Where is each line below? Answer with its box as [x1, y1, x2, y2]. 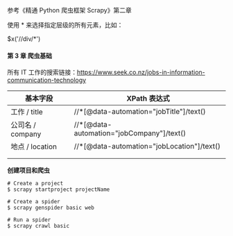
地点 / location [10, 142, 58, 151]
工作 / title [10, 107, 43, 117]
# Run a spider [7, 217, 51, 224]
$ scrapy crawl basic [7, 223, 70, 230]
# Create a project [7, 180, 64, 187]
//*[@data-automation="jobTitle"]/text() [74, 107, 206, 117]
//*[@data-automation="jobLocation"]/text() [74, 142, 221, 151]
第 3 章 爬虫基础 [7, 51, 52, 60]
